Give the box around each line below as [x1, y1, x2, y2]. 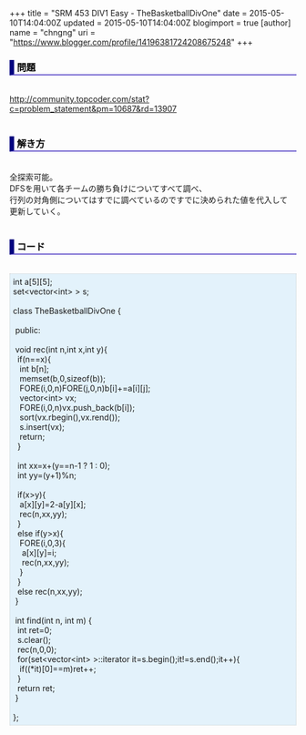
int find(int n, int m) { [15, 615, 93, 626]
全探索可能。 [9, 171, 57, 182]
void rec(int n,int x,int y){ [15, 343, 107, 354]
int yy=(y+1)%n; [16, 469, 77, 481]
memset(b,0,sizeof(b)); [19, 373, 107, 383]
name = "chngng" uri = [9, 27, 96, 37]
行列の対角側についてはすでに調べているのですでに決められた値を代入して [9, 194, 289, 205]
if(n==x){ [16, 353, 52, 364]
